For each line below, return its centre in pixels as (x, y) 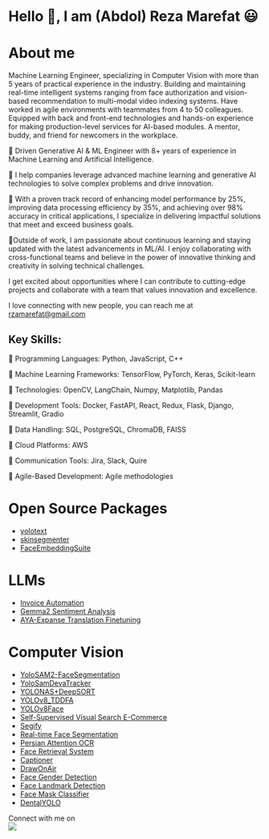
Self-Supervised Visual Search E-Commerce (94, 717)
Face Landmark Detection (63, 785)
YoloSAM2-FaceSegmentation (70, 674)
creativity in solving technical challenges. (77, 266)
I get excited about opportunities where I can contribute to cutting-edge (127, 281)
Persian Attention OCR (57, 743)
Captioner (37, 759)
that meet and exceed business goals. (71, 225)
